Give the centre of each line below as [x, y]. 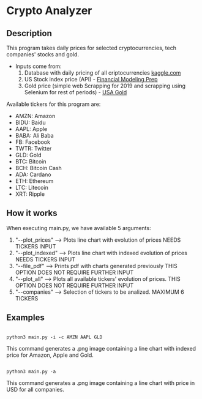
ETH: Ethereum [34, 181]
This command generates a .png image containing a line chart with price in [101, 382]
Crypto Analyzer [49, 11]
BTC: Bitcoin [31, 162]
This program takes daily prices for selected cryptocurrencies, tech [91, 48]
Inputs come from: [39, 66]
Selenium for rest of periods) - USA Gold [76, 92]
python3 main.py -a [31, 371]
